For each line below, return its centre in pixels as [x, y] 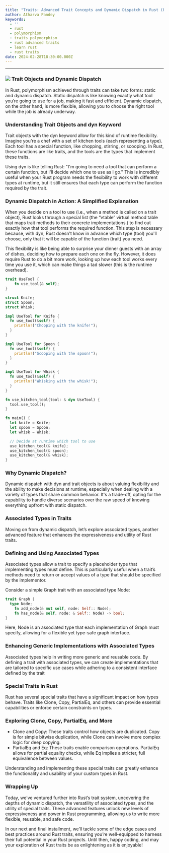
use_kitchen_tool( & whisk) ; [39, 455]
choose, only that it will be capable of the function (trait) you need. [74, 239]
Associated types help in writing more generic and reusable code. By [77, 657]
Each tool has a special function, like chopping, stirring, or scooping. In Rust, [84, 146]
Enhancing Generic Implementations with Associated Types [80, 646]
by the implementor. [26, 580]
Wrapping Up [22, 786]
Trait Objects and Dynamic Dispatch [56, 79]
